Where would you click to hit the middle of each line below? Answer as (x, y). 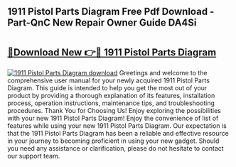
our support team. (34, 156)
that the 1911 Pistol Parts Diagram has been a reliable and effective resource (118, 133)
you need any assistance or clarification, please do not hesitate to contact (116, 148)
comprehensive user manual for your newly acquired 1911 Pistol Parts (108, 80)
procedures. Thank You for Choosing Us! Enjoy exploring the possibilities (114, 111)
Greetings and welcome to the (163, 73)
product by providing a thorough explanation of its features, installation (111, 96)
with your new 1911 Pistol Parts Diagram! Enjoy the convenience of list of (113, 118)
